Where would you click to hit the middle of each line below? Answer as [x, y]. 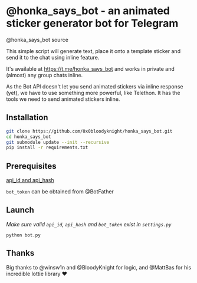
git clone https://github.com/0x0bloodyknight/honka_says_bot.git [89, 131]
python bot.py [24, 235]
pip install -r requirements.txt [47, 148]
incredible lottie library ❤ [37, 274]
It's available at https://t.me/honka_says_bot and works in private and [91, 68]
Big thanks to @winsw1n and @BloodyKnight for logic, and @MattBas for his [99, 267]
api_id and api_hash [30, 180]
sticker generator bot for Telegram [92, 23]
